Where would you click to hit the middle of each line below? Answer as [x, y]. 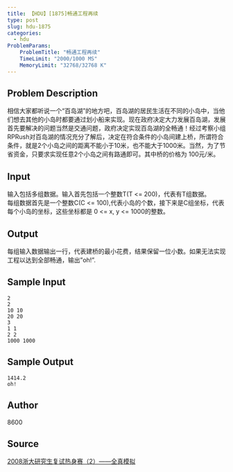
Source [23, 444]
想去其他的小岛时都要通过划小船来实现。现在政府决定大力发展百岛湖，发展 [119, 119]
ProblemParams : [29, 46]
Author [23, 406]
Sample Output [41, 362]
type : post [23, 20]
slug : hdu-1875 [29, 26]
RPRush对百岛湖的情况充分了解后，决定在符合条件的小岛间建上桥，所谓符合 [115, 137]
